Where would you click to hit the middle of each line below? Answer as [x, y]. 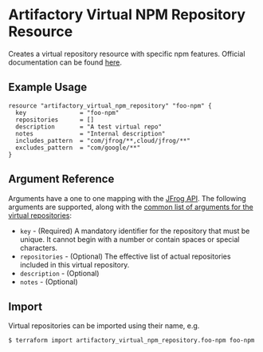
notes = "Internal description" [90, 133]
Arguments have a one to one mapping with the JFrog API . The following [128, 198]
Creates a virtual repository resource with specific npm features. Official [127, 53]
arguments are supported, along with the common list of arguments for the [131, 207]
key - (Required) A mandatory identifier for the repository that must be [135, 231]
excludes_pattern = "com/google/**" [78, 148]
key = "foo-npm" [67, 113]
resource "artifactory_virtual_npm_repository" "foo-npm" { [110, 105]
